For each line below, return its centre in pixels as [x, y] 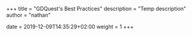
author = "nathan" [28, 15]
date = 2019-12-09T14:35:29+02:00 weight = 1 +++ [70, 27]
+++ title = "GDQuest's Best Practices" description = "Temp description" [96, 9]
